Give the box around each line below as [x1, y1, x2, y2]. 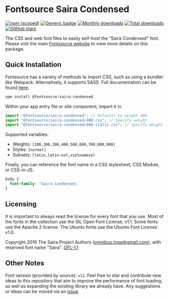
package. [5, 46, 25, 52]
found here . [5, 84, 29, 90]
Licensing [5, 200, 37, 209]
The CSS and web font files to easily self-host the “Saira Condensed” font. [5, 35, 159, 41]
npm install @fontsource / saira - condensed [5, 94, 94, 99]
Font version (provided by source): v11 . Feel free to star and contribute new [5, 272, 161, 278]
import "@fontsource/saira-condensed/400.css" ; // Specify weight [5, 118, 147, 123]
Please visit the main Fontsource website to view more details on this [5, 40, 148, 46]
